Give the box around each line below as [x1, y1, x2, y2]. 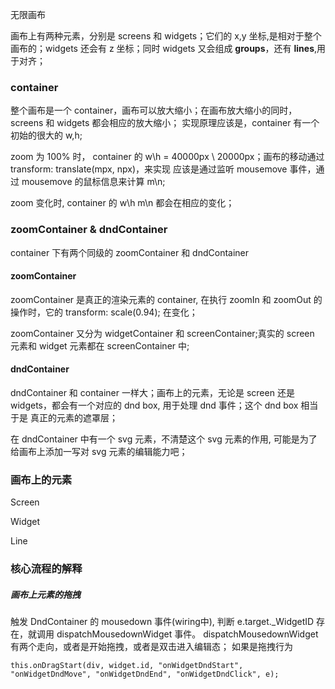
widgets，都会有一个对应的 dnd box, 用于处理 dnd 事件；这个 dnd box [10, 399, 299, 411]
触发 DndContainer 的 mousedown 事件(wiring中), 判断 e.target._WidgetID [10, 616, 315, 628]
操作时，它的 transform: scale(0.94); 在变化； [10, 306, 198, 318]
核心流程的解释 [10, 562, 83, 576]
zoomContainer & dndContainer [10, 223, 168, 237]
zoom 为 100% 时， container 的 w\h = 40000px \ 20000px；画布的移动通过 [10, 151, 325, 163]
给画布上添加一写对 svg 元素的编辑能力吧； [10, 446, 188, 457]
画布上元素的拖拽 [10, 588, 81, 600]
